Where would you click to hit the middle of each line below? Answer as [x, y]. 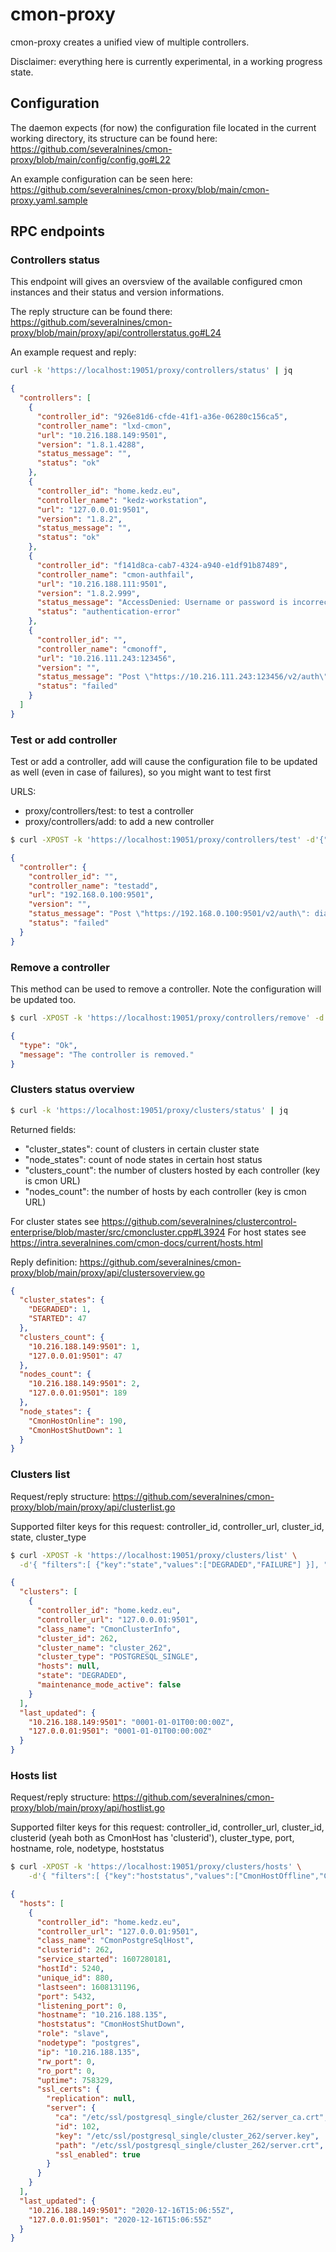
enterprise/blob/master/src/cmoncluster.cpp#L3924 [118, 1232]
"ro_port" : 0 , [66, 2071]
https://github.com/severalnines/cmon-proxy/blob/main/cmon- [140, 189]
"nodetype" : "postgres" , [88, 2043]
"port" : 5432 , [66, 1996]
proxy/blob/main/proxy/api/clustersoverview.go [107, 1272]
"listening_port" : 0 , [82, 2006]
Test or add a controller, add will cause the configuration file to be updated [164, 762]
